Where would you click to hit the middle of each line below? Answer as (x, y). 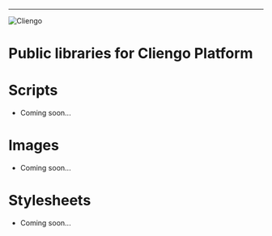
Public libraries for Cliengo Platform (131, 54)
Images (34, 145)
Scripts (33, 91)
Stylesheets (50, 201)
